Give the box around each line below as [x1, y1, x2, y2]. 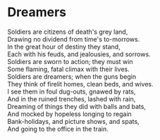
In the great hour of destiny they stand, [7, 42, 121, 51]
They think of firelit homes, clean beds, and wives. [7, 79, 154, 88]
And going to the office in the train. [7, 125, 109, 133]
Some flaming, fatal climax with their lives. [7, 65, 130, 73]
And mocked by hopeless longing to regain [7, 110, 132, 118]
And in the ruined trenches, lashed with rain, [7, 94, 136, 103]
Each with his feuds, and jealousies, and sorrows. [7, 50, 151, 58]
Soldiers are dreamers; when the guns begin [7, 72, 137, 81]
